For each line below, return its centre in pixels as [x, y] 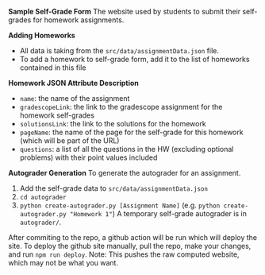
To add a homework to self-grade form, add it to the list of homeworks [134, 59]
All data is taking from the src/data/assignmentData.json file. [119, 50]
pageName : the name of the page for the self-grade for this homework [131, 132]
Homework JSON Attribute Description [73, 83]
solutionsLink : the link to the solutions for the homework [113, 124]
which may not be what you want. [63, 263]
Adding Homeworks [42, 35]
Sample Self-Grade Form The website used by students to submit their [125, 12]
